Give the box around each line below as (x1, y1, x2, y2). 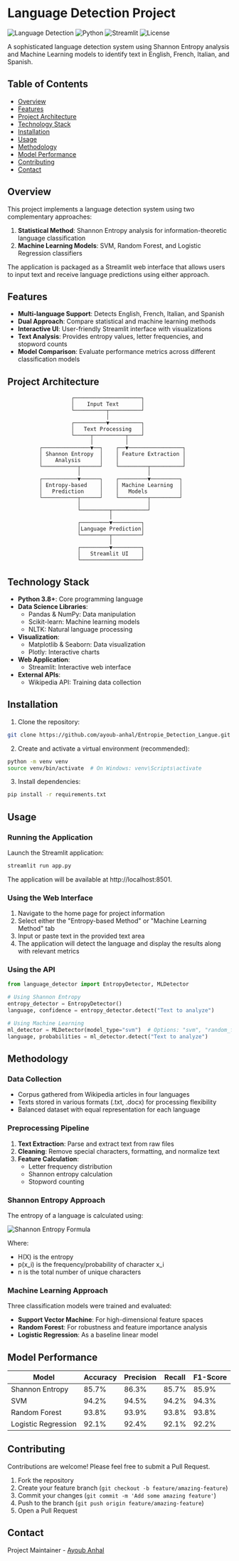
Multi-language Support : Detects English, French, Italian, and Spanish (17, 310, 225, 318)
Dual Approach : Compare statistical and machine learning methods (17, 317, 216, 325)
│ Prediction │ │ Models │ (38, 488, 183, 496)
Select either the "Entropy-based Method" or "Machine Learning (17, 917, 207, 925)
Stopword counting (28, 1177, 85, 1186)
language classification (17, 234, 86, 242)
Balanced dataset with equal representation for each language (17, 1105, 201, 1114)
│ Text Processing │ (70, 426, 144, 433)
